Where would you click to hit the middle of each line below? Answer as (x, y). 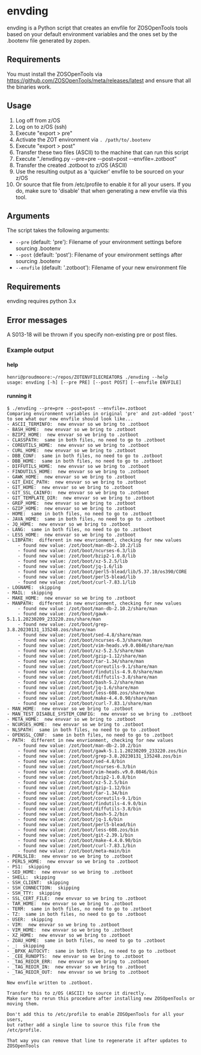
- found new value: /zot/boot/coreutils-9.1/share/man (88, 667)
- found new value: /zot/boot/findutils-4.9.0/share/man (90, 672)
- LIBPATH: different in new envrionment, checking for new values (94, 540)
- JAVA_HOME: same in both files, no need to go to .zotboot (86, 519)
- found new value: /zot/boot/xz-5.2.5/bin (73, 783)
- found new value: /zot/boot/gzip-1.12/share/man (82, 656)
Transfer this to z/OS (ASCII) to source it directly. (77, 994)
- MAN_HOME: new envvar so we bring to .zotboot (70, 709)
